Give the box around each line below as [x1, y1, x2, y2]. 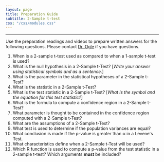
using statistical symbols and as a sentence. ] [12, 69, 104, 74]
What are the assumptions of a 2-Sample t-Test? [12, 120, 110, 126]
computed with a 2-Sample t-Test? [12, 115, 82, 121]
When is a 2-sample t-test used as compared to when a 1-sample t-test [12, 53, 156, 59]
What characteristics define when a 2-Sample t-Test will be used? [12, 141, 145, 147]
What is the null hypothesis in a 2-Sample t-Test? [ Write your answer [12, 64, 150, 70]
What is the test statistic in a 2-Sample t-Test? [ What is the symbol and [12, 90, 155, 95]
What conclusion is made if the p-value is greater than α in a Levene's [12, 131, 153, 137]
